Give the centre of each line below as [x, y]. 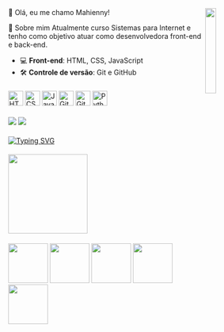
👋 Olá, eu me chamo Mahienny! [59, 12]
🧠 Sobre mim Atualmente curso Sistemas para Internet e [100, 28]
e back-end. [28, 44]
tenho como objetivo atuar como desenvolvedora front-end [105, 36]
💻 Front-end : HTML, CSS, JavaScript [82, 60]
